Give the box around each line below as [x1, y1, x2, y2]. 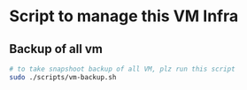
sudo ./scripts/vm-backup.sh [9, 72, 117, 81]
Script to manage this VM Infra [9, 6, 239, 26]
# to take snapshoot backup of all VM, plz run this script [9, 64, 236, 73]
